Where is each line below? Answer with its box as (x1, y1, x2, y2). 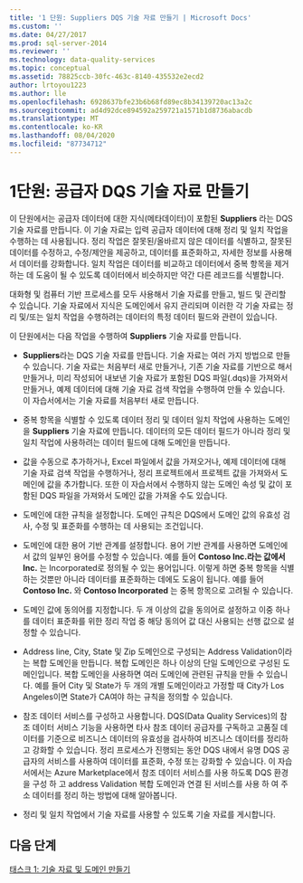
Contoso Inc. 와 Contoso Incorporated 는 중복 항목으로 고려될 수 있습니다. (22, 584, 294, 595)
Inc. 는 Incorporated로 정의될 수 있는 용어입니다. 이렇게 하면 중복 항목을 (22, 562, 279, 573)
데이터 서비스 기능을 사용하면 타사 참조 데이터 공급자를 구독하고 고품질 (32, 721, 279, 733)
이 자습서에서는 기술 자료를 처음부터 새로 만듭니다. (22, 394, 199, 405)
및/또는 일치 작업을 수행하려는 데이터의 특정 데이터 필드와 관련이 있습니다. (18, 311, 278, 322)
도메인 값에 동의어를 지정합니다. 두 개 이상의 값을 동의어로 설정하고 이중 (22, 603, 274, 615)
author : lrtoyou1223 (9, 81, 88, 90)
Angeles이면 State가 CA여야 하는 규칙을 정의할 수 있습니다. (22, 691, 233, 702)
